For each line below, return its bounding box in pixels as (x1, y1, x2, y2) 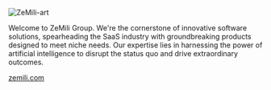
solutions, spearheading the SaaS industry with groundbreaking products (8, 32, 252, 41)
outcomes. (8, 57, 44, 67)
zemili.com (8, 73, 44, 82)
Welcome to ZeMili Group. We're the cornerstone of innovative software (8, 23, 248, 32)
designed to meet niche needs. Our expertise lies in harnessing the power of (8, 40, 263, 50)
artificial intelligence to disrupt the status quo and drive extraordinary (8, 49, 239, 58)
